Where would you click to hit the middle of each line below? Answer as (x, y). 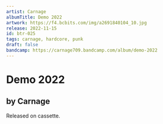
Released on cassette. (33, 116)
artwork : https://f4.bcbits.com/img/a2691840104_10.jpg (76, 23)
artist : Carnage (26, 12)
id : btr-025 (21, 34)
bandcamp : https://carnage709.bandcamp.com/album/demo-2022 (82, 50)
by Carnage (28, 101)
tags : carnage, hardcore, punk (45, 39)
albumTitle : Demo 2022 (34, 17)
